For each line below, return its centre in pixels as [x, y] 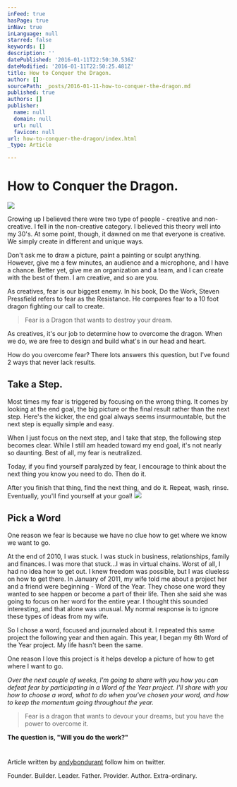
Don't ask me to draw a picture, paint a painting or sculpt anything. [104, 256]
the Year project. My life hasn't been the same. [75, 645]
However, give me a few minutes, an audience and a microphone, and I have [118, 263]
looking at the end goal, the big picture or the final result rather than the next [119, 409]
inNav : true [25, 27]
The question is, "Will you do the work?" [68, 737]
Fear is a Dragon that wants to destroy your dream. [98, 320]
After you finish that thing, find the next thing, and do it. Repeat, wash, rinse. [118, 487]
